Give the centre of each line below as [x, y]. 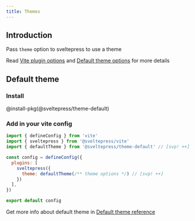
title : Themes [23, 11]
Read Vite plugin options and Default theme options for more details [88, 61]
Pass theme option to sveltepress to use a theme [64, 49]
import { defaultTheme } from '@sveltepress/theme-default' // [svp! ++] [98, 147]
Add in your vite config [39, 124]
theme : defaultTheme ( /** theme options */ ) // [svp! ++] [93, 174]
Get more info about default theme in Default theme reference [81, 212]
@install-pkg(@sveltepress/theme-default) [58, 108]
